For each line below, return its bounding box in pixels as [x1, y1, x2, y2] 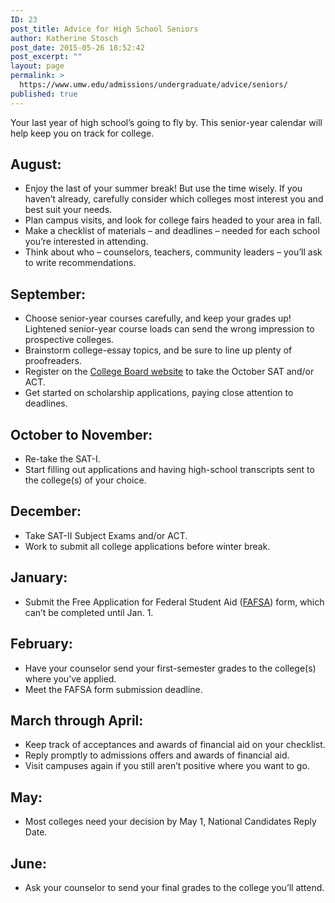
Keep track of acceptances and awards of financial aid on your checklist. [24, 739, 326, 751]
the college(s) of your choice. [24, 474, 147, 486]
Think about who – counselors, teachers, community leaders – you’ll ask [24, 246, 323, 258]
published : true [10, 89, 78, 99]
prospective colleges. [24, 334, 115, 346]
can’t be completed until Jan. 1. [24, 606, 154, 618]
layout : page [10, 61, 65, 71]
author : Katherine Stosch [10, 33, 118, 43]
